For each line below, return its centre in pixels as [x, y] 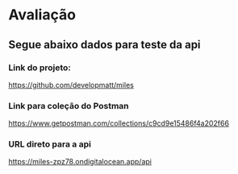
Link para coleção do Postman [69, 106]
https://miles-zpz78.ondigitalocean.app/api [80, 162]
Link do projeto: [40, 68]
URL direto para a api [50, 144]
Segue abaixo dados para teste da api [104, 45]
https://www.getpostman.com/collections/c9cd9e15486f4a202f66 [119, 123]
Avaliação [42, 15]
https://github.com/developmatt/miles [71, 85]
